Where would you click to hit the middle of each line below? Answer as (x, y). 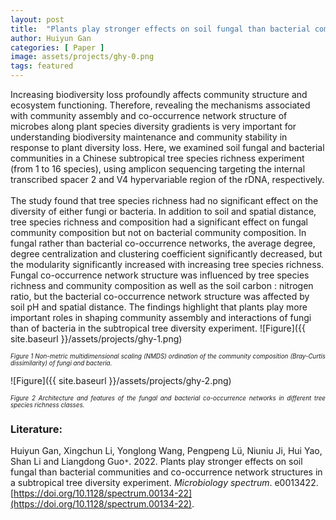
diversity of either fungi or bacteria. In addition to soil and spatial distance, (163, 211)
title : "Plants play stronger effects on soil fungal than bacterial (160, 29)
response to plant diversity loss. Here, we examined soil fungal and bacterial (167, 147)
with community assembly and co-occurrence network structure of (149, 115)
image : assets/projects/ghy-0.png (82, 57)
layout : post (37, 19)
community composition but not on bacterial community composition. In (158, 232)
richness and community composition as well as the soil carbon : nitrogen (162, 285)
